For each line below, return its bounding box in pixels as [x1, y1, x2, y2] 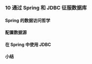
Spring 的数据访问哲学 [5, 17, 51, 23]
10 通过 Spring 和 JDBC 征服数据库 [5, 4, 87, 11]
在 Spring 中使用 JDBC [5, 42, 51, 47]
